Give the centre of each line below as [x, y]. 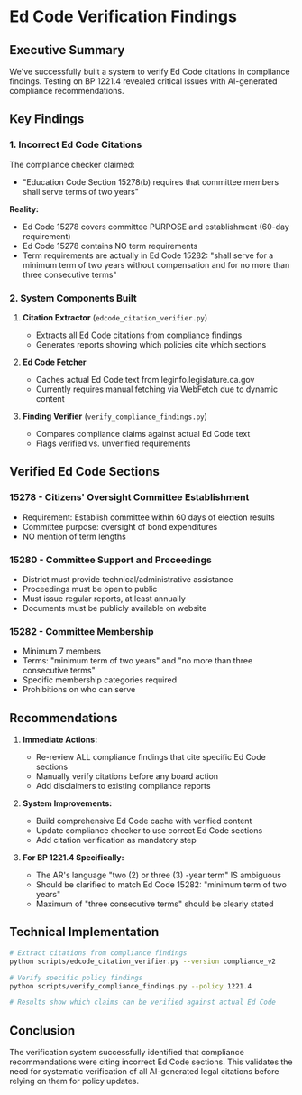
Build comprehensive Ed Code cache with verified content [144, 821]
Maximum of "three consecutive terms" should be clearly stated [155, 904]
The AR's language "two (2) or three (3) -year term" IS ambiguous [159, 875]
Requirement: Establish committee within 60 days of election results [148, 517]
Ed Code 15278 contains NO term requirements [110, 246]
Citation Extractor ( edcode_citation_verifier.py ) [115, 317]
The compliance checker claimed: [72, 164]
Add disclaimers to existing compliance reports [123, 786]
